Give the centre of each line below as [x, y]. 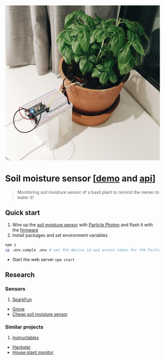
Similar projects [24, 327]
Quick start [23, 213]
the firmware [25, 230]
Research [20, 275]
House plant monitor [33, 353]
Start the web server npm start [43, 259]
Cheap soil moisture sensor [40, 314]
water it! [25, 197]
